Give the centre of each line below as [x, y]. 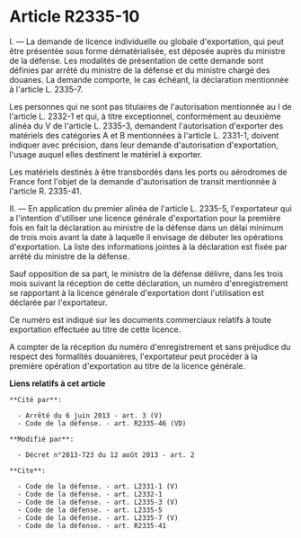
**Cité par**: [36, 399]
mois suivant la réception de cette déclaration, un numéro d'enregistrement [149, 283]
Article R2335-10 [75, 17]
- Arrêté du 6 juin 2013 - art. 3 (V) [90, 416]
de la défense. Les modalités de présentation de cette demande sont [137, 60]
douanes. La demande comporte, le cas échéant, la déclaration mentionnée [149, 79]
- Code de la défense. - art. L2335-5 [90, 510]
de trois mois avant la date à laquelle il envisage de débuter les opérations [146, 237]
